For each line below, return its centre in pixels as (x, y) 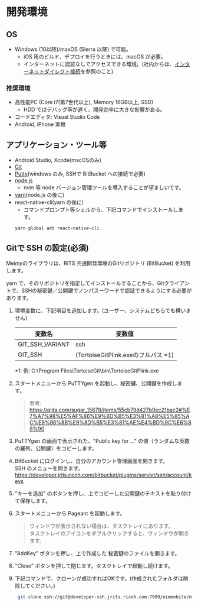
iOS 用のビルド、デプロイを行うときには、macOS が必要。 (95, 56)
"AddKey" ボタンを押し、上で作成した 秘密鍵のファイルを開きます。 (97, 553)
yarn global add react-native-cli (57, 228)
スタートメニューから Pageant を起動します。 (70, 513)
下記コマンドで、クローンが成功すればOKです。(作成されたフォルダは (99, 578)
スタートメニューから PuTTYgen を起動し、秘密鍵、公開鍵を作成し (96, 383)
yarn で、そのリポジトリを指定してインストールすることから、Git (85, 283)
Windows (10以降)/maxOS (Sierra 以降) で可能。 (73, 49)
